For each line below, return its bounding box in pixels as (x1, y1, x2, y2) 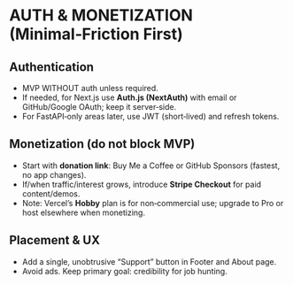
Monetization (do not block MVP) (9, 136, 196, 151)
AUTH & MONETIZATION (9, 5, 193, 26)
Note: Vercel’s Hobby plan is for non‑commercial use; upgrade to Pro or (21, 197, 284, 208)
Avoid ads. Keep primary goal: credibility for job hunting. (21, 266, 227, 276)
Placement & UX (9, 233, 100, 248)
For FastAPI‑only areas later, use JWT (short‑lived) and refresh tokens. (21, 112, 280, 121)
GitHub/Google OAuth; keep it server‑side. (21, 102, 177, 112)
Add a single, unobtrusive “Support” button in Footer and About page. (21, 256, 277, 266)
